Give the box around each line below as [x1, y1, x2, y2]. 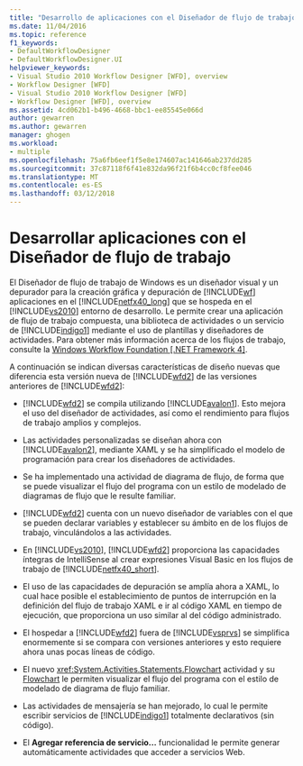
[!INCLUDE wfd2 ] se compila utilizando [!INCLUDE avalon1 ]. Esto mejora [22, 397, 286, 408]
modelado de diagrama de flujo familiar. [22, 682, 170, 694]
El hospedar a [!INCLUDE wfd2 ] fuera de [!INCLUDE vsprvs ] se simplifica [22, 627, 290, 638]
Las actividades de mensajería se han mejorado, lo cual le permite [22, 700, 269, 711]
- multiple [9, 147, 50, 156]
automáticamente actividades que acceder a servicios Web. [22, 746, 245, 757]
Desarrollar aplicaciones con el [9, 228, 246, 249]
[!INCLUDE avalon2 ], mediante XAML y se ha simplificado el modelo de [22, 443, 286, 455]
